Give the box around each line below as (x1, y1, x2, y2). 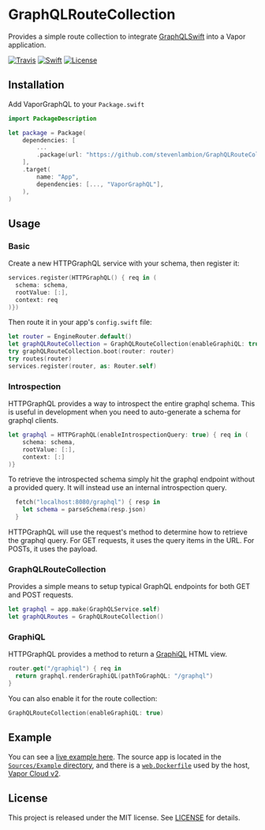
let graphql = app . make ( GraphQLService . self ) (8, 606, 160, 613)
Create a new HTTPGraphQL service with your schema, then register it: (8, 258, 240, 268)
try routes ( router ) (8, 355, 73, 363)
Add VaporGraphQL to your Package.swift (8, 99, 145, 108)
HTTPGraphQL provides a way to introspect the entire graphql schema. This (8, 399, 256, 409)
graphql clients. (8, 416, 59, 425)
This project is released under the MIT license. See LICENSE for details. (8, 813, 241, 822)
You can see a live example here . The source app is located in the (8, 752, 222, 761)
